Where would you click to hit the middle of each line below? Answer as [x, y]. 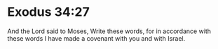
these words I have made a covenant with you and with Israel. [96, 38]
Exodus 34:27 [48, 12]
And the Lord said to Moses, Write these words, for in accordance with [109, 31]
